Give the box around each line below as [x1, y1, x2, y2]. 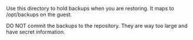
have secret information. [6, 28, 66, 35]
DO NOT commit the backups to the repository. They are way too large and [6, 23, 188, 29]
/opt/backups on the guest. [6, 11, 72, 18]
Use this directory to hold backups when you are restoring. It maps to [6, 5, 175, 12]
